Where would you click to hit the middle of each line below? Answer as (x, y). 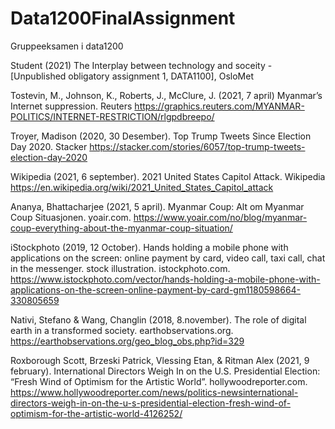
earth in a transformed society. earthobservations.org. (122, 330)
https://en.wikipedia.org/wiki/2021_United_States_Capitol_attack (142, 187)
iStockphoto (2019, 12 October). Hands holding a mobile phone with (149, 247)
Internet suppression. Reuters (71, 106)
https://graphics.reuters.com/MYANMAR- (219, 106)
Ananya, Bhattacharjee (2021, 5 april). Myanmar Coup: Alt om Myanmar (157, 206)
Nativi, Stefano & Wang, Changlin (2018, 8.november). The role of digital (158, 319)
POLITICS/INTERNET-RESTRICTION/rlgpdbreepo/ (112, 116)
